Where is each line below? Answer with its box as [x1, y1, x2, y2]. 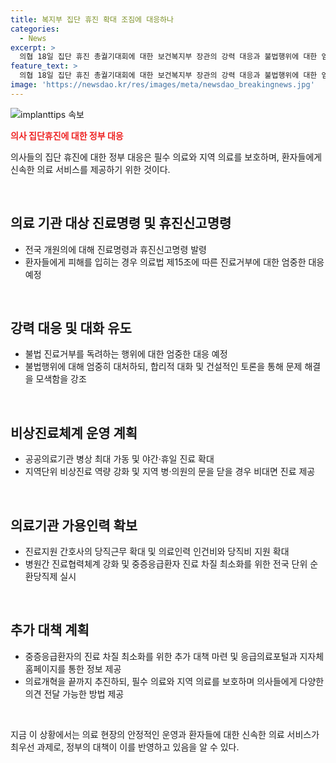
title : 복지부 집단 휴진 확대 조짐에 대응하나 [10, 14, 174, 25]
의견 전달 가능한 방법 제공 [24, 687, 125, 700]
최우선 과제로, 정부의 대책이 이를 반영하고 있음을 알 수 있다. [10, 741, 240, 753]
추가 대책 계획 [10, 622, 90, 639]
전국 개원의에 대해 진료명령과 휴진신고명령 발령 [24, 243, 207, 255]
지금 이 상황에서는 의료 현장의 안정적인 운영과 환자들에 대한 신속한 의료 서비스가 [10, 728, 320, 740]
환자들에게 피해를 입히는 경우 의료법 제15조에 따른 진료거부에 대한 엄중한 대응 [24, 256, 325, 268]
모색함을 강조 [35, 373, 87, 385]
